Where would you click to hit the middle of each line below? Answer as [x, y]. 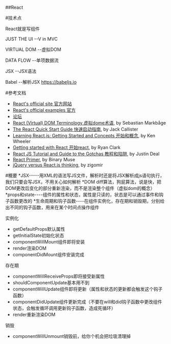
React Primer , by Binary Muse [44, 159]
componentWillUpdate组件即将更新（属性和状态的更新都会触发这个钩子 [88, 289]
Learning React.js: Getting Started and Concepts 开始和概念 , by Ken [84, 136]
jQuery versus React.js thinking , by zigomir [58, 165]
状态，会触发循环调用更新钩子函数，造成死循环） [64, 308]
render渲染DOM [30, 248]
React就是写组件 [22, 29]
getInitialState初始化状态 [38, 235]
